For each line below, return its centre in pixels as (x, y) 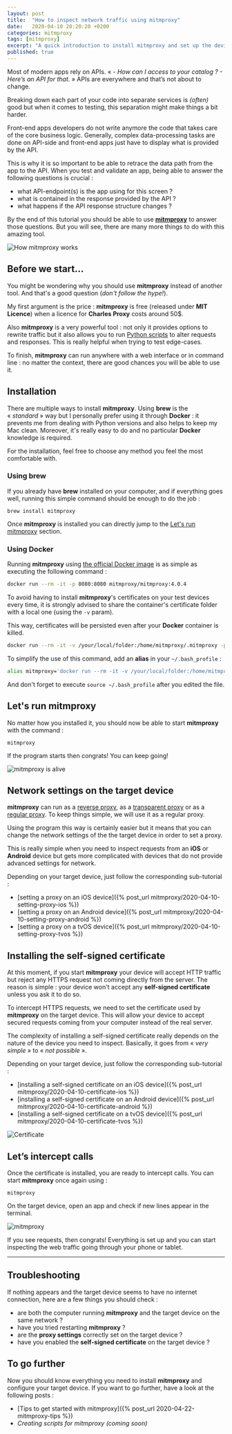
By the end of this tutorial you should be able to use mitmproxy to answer (112, 219)
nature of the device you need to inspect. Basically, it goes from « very (108, 1043)
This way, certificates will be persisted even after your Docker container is (113, 625)
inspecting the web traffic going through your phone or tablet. (95, 1247)
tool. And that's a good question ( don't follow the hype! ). (87, 293)
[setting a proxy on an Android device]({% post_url (89, 912)
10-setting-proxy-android (53, 920)
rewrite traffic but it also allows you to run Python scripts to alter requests (112, 334)
